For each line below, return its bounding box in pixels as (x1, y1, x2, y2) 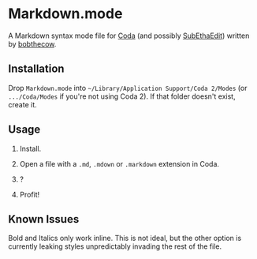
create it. (8, 99, 37, 109)
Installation (8, 62, 65, 76)
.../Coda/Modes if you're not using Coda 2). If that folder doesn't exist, (8, 92, 236, 101)
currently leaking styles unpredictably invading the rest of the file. (8, 242, 222, 251)
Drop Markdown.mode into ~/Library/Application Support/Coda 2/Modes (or (8, 83, 248, 92)
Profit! (19, 190, 40, 199)
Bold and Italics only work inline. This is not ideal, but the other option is (8, 234, 242, 243)
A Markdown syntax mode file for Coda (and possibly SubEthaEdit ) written (8, 31, 250, 40)
